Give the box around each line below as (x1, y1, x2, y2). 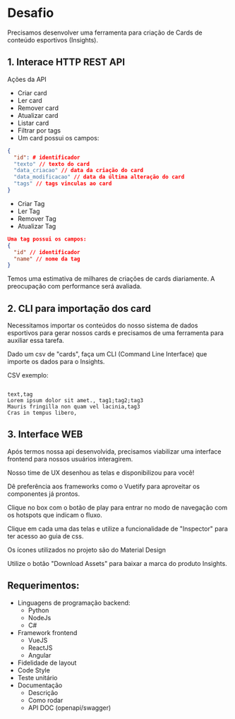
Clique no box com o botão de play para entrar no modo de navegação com (7, 503, 228, 512)
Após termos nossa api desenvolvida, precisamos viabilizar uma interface (7, 447, 222, 456)
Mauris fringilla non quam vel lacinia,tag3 (7, 404, 140, 411)
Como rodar (28, 696, 64, 704)
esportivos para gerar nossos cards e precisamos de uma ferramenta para (7, 329, 224, 337)
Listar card (17, 119, 49, 127)
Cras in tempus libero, (7, 409, 78, 417)
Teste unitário (17, 673, 58, 682)
